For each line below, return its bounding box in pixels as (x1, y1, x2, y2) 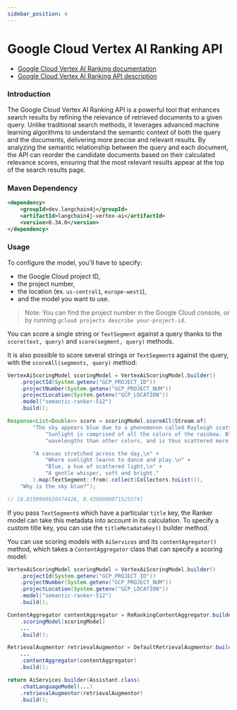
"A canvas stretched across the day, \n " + (32, 450, 159, 457)
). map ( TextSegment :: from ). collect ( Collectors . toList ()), (32, 477, 203, 484)
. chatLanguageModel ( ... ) (20, 683, 93, 690)
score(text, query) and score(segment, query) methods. (7, 337, 174, 345)
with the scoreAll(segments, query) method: (7, 358, 138, 366)
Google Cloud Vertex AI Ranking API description (17, 71, 157, 80)
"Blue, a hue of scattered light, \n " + (44, 463, 162, 470)
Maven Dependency (7, 183, 78, 193)
